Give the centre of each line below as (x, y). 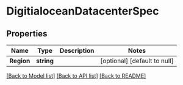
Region (20, 61)
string (45, 61)
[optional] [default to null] (137, 61)
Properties (27, 34)
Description (77, 51)
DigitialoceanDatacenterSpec (83, 11)
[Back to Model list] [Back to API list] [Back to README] (76, 76)
